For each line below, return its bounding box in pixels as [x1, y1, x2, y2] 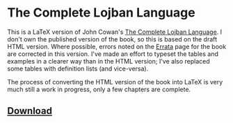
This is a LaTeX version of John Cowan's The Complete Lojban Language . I [7, 28, 223, 36]
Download [7, 105, 52, 117]
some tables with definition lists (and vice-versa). [7, 64, 149, 73]
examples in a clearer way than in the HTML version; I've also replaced [7, 57, 210, 65]
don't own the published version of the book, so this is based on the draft [7, 35, 218, 43]
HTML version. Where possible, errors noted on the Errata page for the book [7, 42, 227, 50]
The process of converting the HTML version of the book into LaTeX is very [7, 77, 223, 86]
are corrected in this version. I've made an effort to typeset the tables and [7, 50, 219, 58]
